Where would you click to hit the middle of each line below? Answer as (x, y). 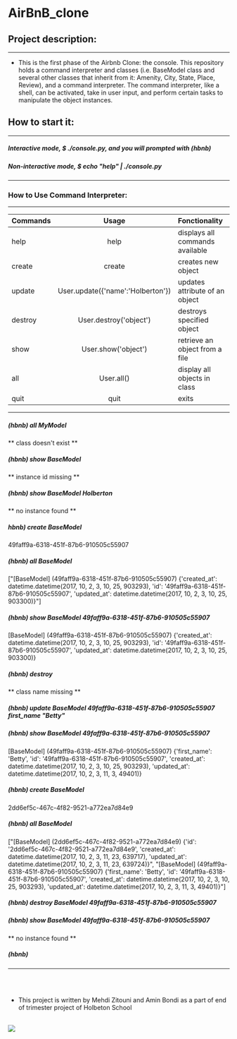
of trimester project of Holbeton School (75, 1007)
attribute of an (201, 291)
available (192, 251)
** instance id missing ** (44, 477)
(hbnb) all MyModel (37, 426)
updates (191, 282)
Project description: (52, 39)
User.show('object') (114, 349)
